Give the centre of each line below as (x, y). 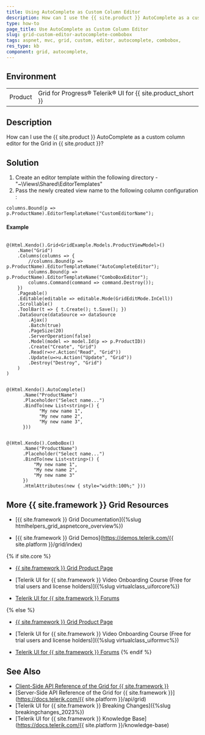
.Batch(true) (45, 326)
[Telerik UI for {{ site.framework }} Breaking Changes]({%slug (93, 706)
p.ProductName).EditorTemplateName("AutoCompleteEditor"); (83, 267)
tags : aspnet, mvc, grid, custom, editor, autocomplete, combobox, (94, 40)
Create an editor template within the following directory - (86, 177)
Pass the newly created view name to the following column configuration (106, 191)
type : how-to (23, 23)
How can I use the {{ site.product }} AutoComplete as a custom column (95, 137)
